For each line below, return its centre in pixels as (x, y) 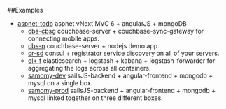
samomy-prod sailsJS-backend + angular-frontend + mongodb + (121, 90)
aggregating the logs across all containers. (89, 68)
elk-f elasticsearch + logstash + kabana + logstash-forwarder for (121, 61)
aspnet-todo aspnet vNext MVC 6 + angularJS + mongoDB (102, 23)
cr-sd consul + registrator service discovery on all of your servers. (123, 53)
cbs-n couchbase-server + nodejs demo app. (93, 46)
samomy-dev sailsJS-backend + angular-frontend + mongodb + (120, 75)
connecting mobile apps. (63, 38)
